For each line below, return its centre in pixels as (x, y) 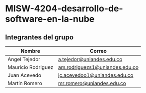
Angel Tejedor (24, 59)
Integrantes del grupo (39, 37)
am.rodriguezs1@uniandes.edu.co (98, 67)
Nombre (31, 51)
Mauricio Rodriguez (31, 67)
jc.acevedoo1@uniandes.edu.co (96, 75)
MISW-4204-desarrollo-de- (64, 9)
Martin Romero (25, 83)
